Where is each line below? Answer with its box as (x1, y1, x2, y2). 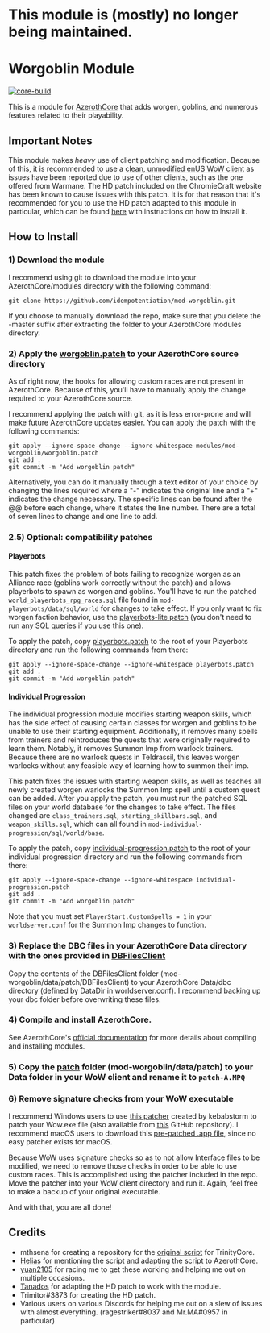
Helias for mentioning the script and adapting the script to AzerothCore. (19, 1256, 259, 1265)
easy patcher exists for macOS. (8, 1137, 113, 1147)
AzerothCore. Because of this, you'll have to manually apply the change (8, 384, 246, 394)
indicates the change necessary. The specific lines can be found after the (8, 494, 253, 504)
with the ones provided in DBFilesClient (8, 950, 166, 961)
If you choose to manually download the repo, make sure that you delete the (8, 310, 262, 320)
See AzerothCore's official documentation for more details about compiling (8, 1032, 257, 1042)
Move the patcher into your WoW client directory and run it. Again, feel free (8, 1178, 258, 1188)
